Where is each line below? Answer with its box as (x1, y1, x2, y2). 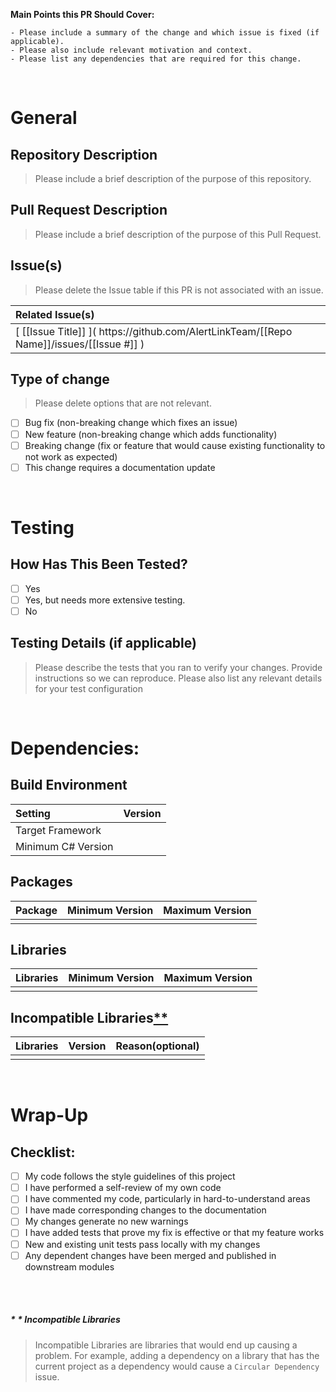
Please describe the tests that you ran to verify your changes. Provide (34, 661, 323, 673)
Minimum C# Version (15, 839, 114, 853)
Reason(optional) (115, 1039, 200, 1053)
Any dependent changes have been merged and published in (24, 1249, 277, 1261)
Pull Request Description (10, 202, 168, 219)
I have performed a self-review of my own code (24, 1182, 222, 1194)
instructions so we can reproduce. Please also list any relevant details (34, 672, 323, 684)
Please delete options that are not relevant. (34, 397, 212, 409)
